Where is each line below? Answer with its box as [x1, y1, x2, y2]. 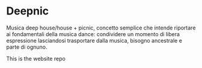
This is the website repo [6, 55, 66, 62]
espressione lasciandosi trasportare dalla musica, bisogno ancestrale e [6, 37, 182, 44]
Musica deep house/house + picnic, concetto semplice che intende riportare [6, 24, 196, 31]
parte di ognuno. [6, 43, 47, 51]
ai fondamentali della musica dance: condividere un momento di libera [6, 30, 180, 37]
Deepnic [6, 4, 49, 18]
